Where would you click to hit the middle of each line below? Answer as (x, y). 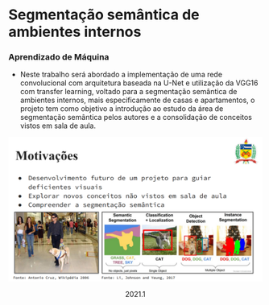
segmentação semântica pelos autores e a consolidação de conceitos (136, 117)
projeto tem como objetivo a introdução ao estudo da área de (122, 109)
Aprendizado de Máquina (59, 57)
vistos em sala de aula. (58, 126)
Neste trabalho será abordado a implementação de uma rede (121, 75)
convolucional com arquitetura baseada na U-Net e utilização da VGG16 (139, 83)
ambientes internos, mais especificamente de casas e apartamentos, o (137, 100)
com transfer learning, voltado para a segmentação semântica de (128, 92)
